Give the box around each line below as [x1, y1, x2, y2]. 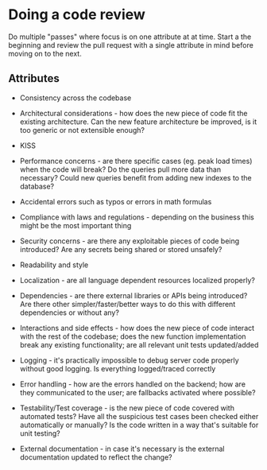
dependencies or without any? [19, 308, 119, 317]
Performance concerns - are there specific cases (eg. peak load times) [19, 156, 253, 165]
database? [19, 181, 55, 191]
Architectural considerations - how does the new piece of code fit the [19, 108, 248, 118]
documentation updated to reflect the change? [19, 452, 172, 462]
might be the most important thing [19, 220, 132, 230]
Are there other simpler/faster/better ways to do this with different [19, 299, 236, 309]
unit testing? [19, 428, 61, 438]
